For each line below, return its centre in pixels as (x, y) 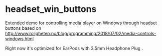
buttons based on (23, 28)
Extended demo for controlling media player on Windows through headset (81, 23)
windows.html (19, 39)
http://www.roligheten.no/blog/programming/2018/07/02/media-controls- (81, 33)
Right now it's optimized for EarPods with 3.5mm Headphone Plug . (74, 48)
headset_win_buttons (51, 9)
